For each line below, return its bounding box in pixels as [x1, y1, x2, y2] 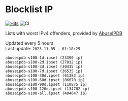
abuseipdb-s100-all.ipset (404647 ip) [5, 90, 87, 96]
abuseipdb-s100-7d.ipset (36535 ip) [5, 69, 83, 74]
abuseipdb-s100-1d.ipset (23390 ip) [5, 55, 83, 60]
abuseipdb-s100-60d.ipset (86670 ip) [5, 77, 85, 82]
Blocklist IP [5, 4, 53, 15]
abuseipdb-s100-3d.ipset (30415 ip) [5, 64, 83, 69]
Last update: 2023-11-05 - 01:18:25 [5, 45, 80, 51]
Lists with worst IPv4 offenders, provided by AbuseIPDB [5, 30, 123, 36]
